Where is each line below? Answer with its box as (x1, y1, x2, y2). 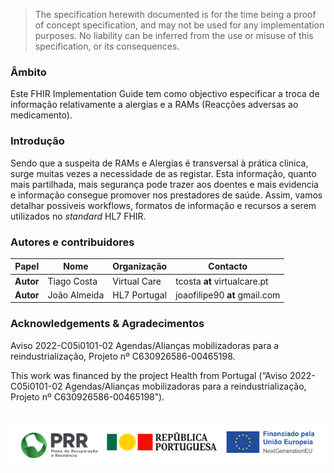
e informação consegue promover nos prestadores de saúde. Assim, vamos (10, 189, 323, 201)
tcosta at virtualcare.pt (175, 275, 269, 287)
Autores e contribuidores (10, 235, 135, 249)
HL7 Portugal (112, 289, 167, 301)
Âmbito (10, 65, 47, 79)
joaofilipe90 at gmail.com (175, 289, 281, 301)
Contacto (208, 260, 248, 273)
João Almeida (47, 289, 105, 301)
